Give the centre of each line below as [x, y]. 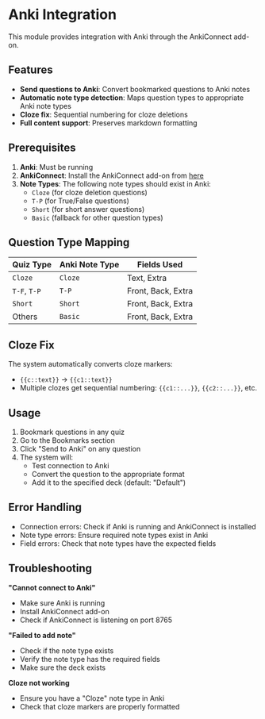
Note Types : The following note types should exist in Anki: [115, 183]
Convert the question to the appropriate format [108, 474]
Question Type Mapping [69, 242]
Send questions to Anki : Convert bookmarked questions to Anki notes [135, 89]
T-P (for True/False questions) [80, 201]
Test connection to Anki [70, 465]
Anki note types [45, 106]
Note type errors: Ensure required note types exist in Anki [114, 535]
